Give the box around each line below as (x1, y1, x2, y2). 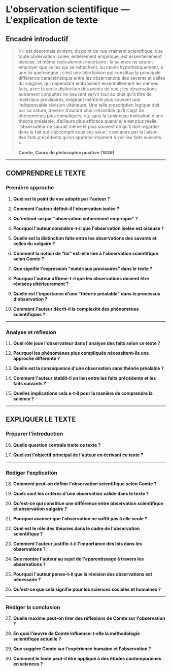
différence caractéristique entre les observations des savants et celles (18, 75, 165, 81)
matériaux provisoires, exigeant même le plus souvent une (18, 96, 141, 103)
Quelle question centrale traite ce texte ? (13, 442, 101, 448)
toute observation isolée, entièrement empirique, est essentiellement (18, 53, 162, 59)
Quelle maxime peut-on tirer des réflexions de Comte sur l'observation (13, 615, 165, 621)
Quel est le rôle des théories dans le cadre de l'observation (13, 525, 140, 531)
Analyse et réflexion (6, 328, 57, 335)
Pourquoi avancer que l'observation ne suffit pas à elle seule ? (13, 515, 148, 521)
